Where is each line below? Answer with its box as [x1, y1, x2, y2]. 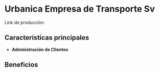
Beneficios [4, 61, 38, 69]
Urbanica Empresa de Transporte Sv [4, 3, 155, 15]
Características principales [4, 34, 89, 42]
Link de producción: [4, 19, 45, 25]
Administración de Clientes [11, 46, 69, 52]
